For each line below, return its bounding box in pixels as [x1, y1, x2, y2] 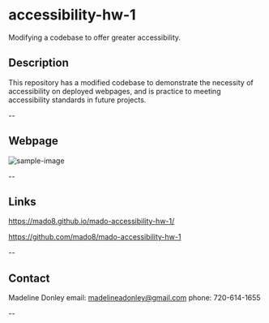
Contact [8, 271, 50, 285]
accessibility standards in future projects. [8, 95, 147, 105]
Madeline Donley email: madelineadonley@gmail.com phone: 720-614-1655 [8, 293, 261, 303]
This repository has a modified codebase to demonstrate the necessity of [8, 77, 254, 87]
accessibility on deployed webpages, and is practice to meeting [8, 86, 221, 96]
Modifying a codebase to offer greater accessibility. [8, 32, 181, 42]
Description [8, 56, 69, 70]
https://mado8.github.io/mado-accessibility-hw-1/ [8, 217, 175, 226]
